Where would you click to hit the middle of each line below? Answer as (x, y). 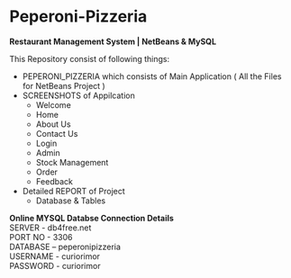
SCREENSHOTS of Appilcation (78, 95)
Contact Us (57, 133)
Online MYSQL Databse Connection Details (91, 218)
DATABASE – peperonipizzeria (65, 247)
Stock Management (72, 162)
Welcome (54, 104)
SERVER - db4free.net (50, 228)
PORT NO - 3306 (41, 237)
